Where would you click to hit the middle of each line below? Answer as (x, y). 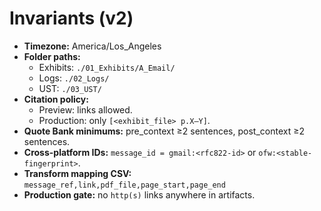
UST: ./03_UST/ (70, 88)
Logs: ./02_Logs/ (74, 78)
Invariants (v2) (71, 18)
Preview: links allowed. (85, 109)
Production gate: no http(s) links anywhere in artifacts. (139, 194)
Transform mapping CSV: (77, 173)
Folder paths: (52, 56)
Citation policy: (56, 99)
